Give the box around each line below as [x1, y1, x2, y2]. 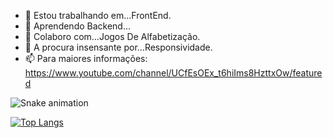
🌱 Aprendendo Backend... [24, 20, 132, 32]
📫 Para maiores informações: [24, 53, 148, 64]
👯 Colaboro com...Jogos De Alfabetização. [24, 31, 201, 42]
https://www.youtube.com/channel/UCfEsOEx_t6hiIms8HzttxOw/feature [24, 67, 323, 79]
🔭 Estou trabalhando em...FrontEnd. [24, 10, 172, 21]
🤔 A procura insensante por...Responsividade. [24, 41, 213, 53]
